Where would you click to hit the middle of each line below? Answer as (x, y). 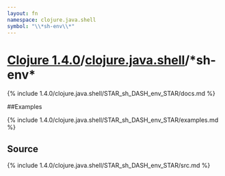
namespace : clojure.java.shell (52, 20)
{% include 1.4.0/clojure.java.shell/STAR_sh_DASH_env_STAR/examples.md (113, 120)
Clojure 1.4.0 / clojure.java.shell (96, 60)
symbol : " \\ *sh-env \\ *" (41, 26)
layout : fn (23, 13)
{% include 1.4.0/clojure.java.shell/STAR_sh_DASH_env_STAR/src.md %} (109, 166)
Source (23, 149)
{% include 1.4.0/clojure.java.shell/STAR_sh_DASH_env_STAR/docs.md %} (111, 94)
